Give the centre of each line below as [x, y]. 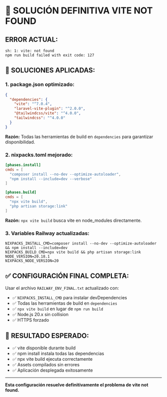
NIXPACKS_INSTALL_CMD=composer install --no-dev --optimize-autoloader [81, 244]
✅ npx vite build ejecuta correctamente [52, 359]
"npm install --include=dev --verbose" [51, 179]
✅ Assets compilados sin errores [46, 364]
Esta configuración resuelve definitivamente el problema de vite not [77, 385]
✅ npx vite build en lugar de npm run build [58, 309]
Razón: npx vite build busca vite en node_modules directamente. [74, 220]
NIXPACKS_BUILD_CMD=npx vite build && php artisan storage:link [73, 252]
